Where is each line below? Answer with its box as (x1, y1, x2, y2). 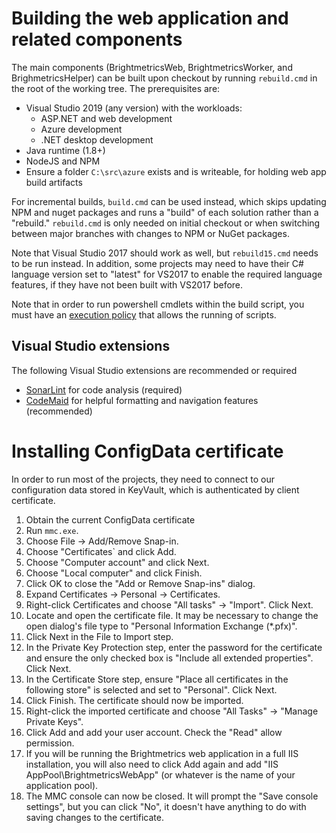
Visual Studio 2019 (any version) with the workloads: (25, 102, 243, 114)
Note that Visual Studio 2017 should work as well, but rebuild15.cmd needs (11, 247, 319, 259)
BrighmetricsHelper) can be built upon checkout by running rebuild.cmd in (11, 72, 318, 84)
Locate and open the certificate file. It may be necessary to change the (25, 609, 319, 621)
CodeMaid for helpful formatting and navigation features (25, 394, 259, 406)
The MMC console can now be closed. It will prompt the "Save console (25, 790, 319, 802)
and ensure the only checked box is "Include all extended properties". (25, 652, 314, 664)
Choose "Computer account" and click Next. (25, 556, 210, 568)
